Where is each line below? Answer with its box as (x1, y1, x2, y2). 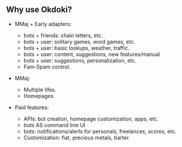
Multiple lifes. (23, 86, 57, 93)
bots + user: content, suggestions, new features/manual (23, 50, 161, 58)
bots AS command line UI (23, 121, 86, 129)
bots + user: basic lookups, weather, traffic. (23, 44, 130, 51)
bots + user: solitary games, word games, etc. (23, 38, 136, 45)
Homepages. (23, 92, 55, 99)
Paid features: (14, 103, 49, 111)
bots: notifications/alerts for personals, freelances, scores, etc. (23, 128, 177, 135)
